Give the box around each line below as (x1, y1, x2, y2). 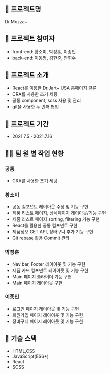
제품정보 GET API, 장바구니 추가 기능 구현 (12, 229, 94, 235)
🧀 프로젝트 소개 (5, 71, 49, 79)
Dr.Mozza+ (5, 18, 28, 24)
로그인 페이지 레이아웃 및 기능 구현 (12, 306, 79, 312)
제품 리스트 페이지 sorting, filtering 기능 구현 (12, 216, 100, 222)
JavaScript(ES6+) (12, 353, 49, 359)
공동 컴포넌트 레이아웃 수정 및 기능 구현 (12, 204, 89, 210)
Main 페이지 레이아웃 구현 (12, 280, 63, 286)
